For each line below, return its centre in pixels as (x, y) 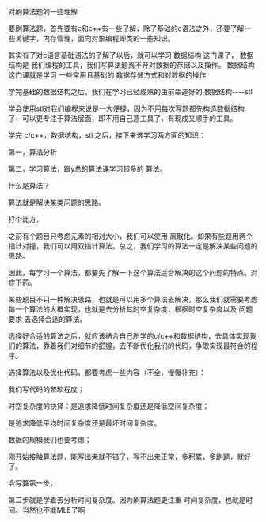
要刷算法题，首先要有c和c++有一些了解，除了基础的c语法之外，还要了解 (126, 28)
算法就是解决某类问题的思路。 (57, 202)
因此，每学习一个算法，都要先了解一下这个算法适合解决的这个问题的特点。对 (133, 272)
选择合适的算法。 (59, 319)
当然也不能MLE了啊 (53, 510)
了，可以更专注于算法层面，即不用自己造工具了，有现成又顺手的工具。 (123, 118)
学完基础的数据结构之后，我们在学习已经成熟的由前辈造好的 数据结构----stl (131, 92)
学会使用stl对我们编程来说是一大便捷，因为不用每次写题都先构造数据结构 (127, 108)
